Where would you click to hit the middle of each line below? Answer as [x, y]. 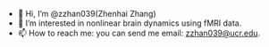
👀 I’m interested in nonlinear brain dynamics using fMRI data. [130, 23]
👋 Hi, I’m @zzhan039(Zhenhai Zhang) [87, 14]
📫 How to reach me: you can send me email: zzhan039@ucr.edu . [139, 33]
